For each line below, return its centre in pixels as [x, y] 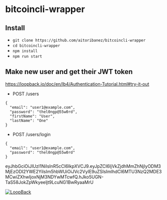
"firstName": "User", [32, 116]
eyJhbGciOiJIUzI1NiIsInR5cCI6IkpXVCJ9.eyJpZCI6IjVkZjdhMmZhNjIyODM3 [83, 166]
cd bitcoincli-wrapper [36, 46]
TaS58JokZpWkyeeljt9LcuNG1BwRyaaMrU [50, 182]
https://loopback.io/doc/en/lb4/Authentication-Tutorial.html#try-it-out [77, 84]
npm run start [27, 56]
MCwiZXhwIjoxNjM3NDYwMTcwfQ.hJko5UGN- [55, 177]
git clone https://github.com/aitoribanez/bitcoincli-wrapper [79, 40]
